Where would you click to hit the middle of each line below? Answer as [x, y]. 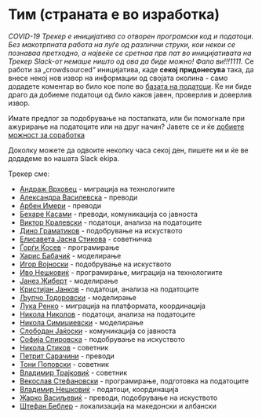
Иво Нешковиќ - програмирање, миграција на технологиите [121, 272]
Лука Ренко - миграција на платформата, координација [113, 306]
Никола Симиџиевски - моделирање [81, 322]
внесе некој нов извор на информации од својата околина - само [118, 78]
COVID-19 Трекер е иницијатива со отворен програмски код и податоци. [131, 36]
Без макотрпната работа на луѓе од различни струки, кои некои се [122, 44]
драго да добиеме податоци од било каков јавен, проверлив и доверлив [130, 94]
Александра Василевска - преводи [78, 197]
